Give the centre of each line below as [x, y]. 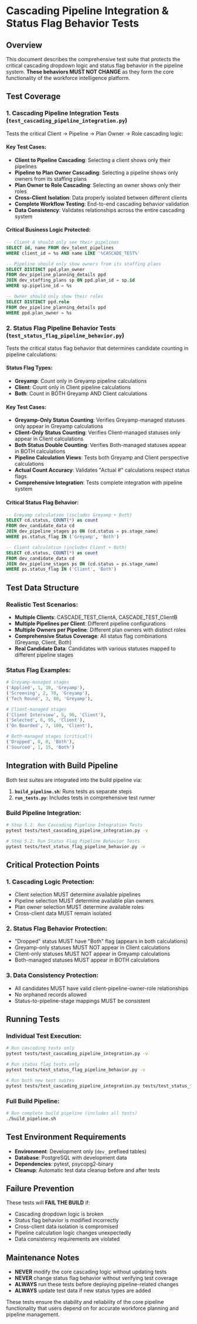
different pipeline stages [44, 654]
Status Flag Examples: [39, 670]
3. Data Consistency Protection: [52, 975]
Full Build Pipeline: [33, 1101]
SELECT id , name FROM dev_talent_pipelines [60, 248]
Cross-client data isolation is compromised [66, 1227]
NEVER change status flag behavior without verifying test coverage [96, 1278]
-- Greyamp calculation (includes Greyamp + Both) [69, 515]
